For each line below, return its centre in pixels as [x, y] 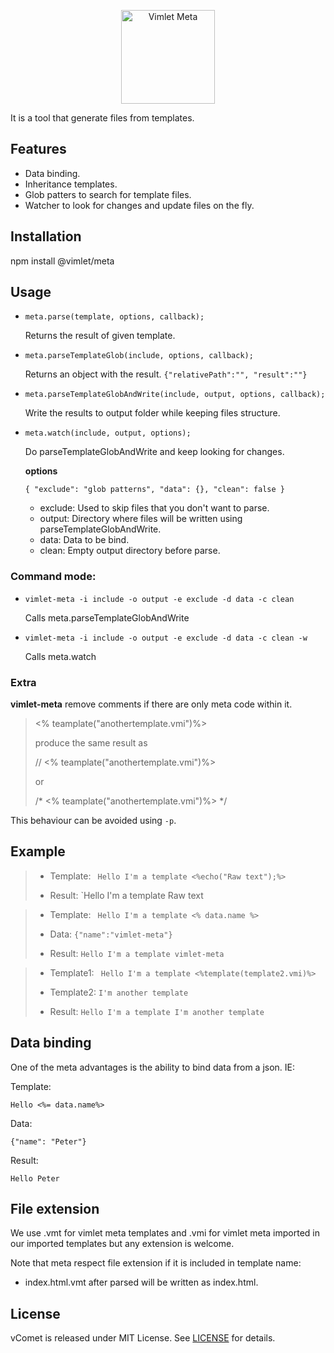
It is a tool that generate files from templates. [102, 118]
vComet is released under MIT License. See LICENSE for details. [143, 1338]
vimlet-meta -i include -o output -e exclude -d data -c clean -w [166, 638]
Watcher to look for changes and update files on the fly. [139, 205]
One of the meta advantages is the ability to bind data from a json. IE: [153, 1067]
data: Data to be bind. [84, 540]
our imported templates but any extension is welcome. [122, 1244]
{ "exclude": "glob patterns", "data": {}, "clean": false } [155, 490]
